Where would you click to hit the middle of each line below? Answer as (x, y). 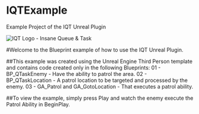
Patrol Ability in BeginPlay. (38, 104)
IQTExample (37, 10)
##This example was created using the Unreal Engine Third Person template (99, 61)
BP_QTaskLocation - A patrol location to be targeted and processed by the (97, 80)
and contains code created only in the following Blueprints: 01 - (83, 67)
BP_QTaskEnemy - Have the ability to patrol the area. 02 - (77, 74)
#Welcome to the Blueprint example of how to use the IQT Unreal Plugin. (95, 50)
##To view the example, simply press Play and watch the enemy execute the (100, 98)
